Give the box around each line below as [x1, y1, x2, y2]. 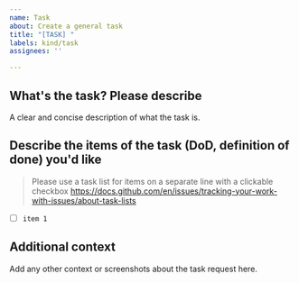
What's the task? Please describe [9, 87, 202, 104]
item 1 [22, 214, 48, 224]
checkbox [31, 186, 70, 196]
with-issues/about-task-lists [31, 195, 137, 205]
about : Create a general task [9, 22, 124, 31]
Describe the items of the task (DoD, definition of [9, 138, 290, 153]
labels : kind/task [9, 38, 79, 48]
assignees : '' [9, 47, 63, 56]
